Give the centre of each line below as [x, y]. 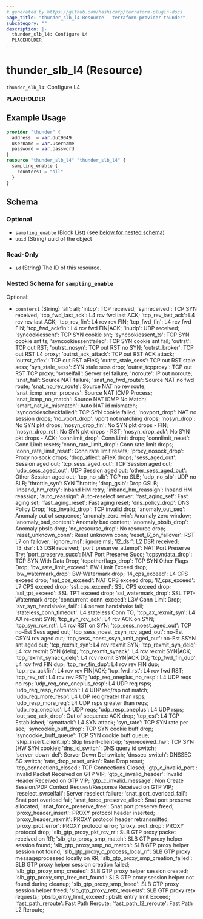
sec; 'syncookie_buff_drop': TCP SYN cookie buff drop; [84, 729]
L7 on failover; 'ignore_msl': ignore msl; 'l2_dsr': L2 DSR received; [97, 541]
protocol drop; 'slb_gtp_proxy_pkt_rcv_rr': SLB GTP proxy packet [95, 832]
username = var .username [43, 144]
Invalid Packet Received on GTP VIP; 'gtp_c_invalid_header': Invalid [99, 774]
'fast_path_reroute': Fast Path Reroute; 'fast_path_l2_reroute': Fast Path [104, 903]
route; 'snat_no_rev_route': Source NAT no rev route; [81, 386]
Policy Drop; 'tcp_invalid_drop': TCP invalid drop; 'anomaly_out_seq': [100, 509]
